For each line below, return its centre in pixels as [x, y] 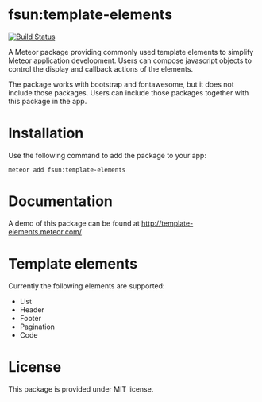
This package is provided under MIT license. [81, 389]
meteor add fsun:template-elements [67, 170]
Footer [31, 318]
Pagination [37, 327]
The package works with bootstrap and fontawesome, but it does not [121, 84]
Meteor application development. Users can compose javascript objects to [130, 60]
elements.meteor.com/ [45, 231]
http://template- [168, 223]
